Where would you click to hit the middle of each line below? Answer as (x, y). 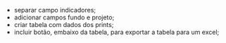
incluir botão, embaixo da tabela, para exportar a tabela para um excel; (117, 32)
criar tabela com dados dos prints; (64, 25)
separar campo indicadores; (55, 10)
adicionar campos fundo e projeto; (64, 17)
